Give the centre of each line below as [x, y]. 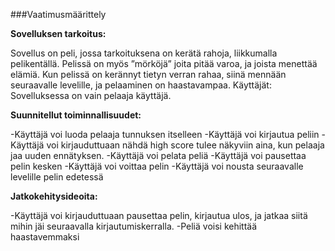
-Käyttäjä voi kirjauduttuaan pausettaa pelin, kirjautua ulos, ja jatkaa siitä [159, 215]
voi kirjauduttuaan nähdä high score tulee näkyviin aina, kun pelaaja [185, 145]
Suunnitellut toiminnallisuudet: [76, 115]
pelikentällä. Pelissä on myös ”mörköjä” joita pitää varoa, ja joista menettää [164, 63]
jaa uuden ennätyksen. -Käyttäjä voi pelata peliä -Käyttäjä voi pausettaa [158, 155]
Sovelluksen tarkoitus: [58, 33]
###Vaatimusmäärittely [58, 14]
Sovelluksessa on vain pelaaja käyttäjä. [91, 95]
